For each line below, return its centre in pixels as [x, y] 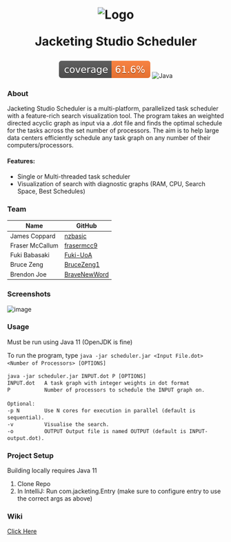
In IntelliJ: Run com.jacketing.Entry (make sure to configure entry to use [119, 491]
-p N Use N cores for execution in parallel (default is [101, 410]
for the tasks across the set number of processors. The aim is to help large [113, 130]
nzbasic [76, 236]
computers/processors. [40, 145]
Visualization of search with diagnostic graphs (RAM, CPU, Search [111, 183]
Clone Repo [34, 484]
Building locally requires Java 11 [52, 471]
